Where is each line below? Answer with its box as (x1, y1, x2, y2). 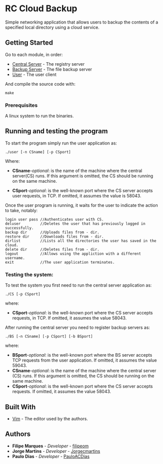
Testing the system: (5, 271, 54, 278)
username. (5, 255, 25, 260)
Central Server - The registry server (12, 61, 85, 67)
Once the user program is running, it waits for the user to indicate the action (5, 202, 158, 208)
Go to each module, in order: (5, 51, 63, 57)
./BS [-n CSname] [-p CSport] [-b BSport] (5, 334, 93, 339)
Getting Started (5, 39, 53, 47)
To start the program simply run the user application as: (5, 140, 117, 146)
